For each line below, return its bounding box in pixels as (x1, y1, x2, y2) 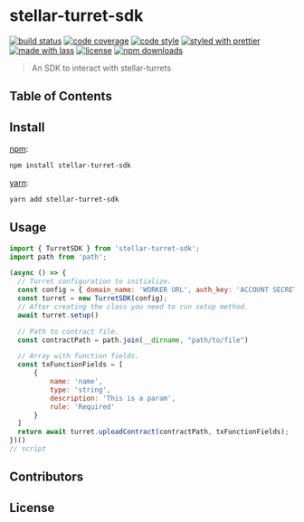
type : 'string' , (49, 385, 111, 394)
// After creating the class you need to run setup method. (17, 302, 249, 311)
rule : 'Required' (49, 402, 116, 412)
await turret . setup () (17, 310, 100, 319)
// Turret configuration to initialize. (17, 277, 172, 286)
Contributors (9, 470, 84, 485)
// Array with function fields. (17, 352, 140, 361)
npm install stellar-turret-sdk (9, 161, 131, 170)
